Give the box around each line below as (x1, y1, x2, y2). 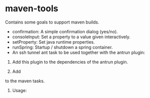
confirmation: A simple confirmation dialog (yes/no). (12, 28, 118, 34)
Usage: (12, 87, 27, 93)
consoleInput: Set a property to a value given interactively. (12, 34, 131, 40)
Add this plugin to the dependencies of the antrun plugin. (12, 59, 128, 65)
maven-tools (5, 3, 59, 14)
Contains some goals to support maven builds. (5, 19, 99, 25)
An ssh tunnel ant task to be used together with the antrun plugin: (12, 49, 145, 55)
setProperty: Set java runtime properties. (12, 39, 95, 45)
